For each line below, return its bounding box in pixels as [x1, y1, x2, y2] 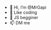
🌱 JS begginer [9, 15, 38, 20]
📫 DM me [9, 20, 30, 26]
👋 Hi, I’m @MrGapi [9, 5, 47, 10]
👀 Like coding [9, 10, 37, 15]
